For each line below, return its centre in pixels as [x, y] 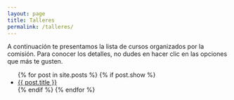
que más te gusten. [35, 62]
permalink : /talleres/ [40, 27]
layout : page [26, 14]
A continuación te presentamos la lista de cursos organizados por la [106, 47]
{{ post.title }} [37, 83]
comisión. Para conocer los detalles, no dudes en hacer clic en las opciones [117, 54]
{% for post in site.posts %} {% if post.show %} [86, 75]
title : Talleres [31, 20]
